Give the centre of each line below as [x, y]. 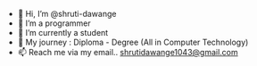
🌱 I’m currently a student [63, 33]
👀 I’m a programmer [54, 23]
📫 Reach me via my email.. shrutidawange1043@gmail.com [128, 52]
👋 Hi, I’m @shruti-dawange [67, 14]
